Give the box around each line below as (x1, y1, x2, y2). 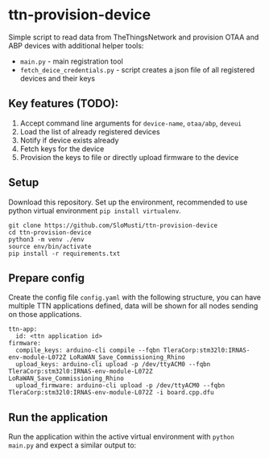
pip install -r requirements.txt (8, 250, 121, 258)
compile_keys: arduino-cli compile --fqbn (15, 346, 160, 355)
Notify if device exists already (19, 135, 119, 145)
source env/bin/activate (8, 242, 92, 250)
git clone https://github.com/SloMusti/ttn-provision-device (8, 221, 218, 229)
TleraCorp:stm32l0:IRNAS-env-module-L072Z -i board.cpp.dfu (8, 389, 215, 397)
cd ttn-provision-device (8, 228, 92, 237)
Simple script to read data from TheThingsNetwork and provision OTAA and (8, 32, 259, 42)
